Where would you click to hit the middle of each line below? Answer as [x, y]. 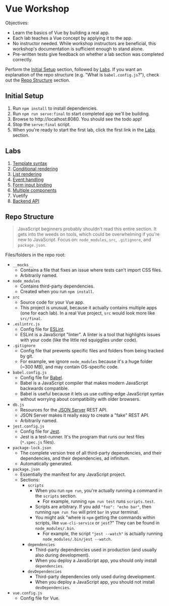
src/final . [31, 318]
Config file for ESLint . [42, 329]
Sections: [30, 480]
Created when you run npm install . [57, 292]
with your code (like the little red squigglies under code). [79, 340]
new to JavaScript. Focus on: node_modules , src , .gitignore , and [84, 240]
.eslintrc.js [26, 325]
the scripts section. [56, 496]
